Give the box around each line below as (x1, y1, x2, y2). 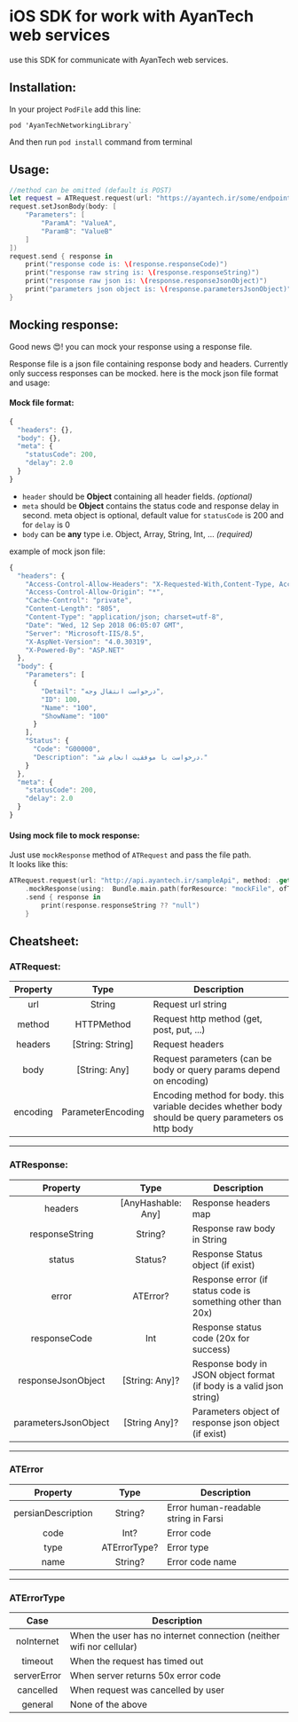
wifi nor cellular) (69, 1640, 137, 1653)
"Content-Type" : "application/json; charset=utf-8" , (25, 612, 224, 622)
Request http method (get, (153, 1013, 263, 1025)
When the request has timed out (69, 1655, 204, 1668)
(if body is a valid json (192, 1379, 284, 1392)
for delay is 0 (21, 519, 71, 530)
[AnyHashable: (119, 1197, 182, 1209)
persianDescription (13, 1506, 93, 1519)
